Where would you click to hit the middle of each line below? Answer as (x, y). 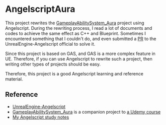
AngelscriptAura (40, 9)
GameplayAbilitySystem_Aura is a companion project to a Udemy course (86, 112)
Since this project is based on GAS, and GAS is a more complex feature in (80, 54)
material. (14, 79)
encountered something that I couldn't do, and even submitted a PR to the (81, 39)
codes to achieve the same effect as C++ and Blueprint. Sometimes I (76, 33)
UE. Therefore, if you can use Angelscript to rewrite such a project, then (79, 59)
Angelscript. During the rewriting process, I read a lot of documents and (79, 28)
